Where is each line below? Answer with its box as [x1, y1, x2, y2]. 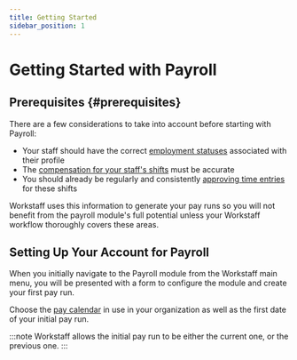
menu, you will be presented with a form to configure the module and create [9, 277, 287, 289]
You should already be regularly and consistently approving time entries [21, 173, 285, 184]
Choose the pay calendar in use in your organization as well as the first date [9, 304, 286, 316]
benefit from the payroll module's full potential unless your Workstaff [9, 210, 261, 220]
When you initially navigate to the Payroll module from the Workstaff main [9, 268, 277, 279]
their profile [21, 155, 65, 165]
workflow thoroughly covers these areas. [9, 219, 160, 229]
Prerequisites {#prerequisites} [9, 95, 182, 110]
